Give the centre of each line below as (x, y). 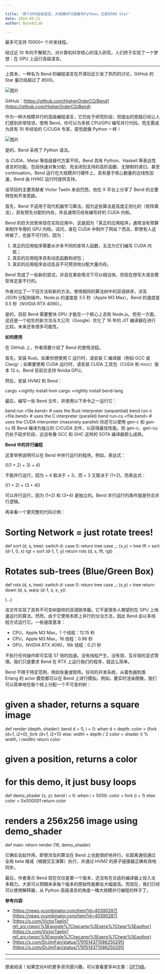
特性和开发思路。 (22, 196)
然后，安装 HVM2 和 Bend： (34, 381)
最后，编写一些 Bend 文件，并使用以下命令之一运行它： (61, 401)
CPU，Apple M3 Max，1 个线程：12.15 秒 (53, 633)
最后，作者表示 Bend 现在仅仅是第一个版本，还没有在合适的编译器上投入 (78, 878)
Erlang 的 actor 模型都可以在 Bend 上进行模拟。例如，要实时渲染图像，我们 (81, 678)
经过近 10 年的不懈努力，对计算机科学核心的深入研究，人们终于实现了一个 (80, 53)
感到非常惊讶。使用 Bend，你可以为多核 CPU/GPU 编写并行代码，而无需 (82, 123)
